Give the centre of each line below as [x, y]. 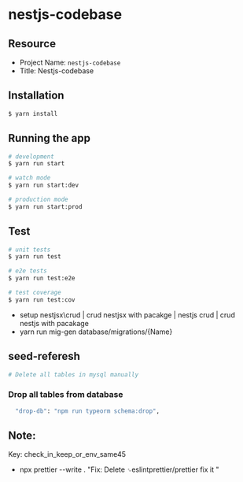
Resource [32, 44]
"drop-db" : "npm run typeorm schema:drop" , [87, 411]
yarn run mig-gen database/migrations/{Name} [96, 332]
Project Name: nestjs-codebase [70, 62]
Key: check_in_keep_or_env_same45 [67, 454]
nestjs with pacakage [54, 323]
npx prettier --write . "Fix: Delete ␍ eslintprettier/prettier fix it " [119, 469]
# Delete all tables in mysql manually [74, 374]
